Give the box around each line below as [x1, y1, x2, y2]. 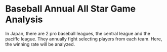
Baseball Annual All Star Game [5, 3, 136, 15]
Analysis [5, 14, 43, 25]
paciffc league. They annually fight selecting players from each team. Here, [5, 36, 162, 42]
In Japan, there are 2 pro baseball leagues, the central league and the [5, 30, 151, 36]
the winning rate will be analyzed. [5, 41, 75, 47]
